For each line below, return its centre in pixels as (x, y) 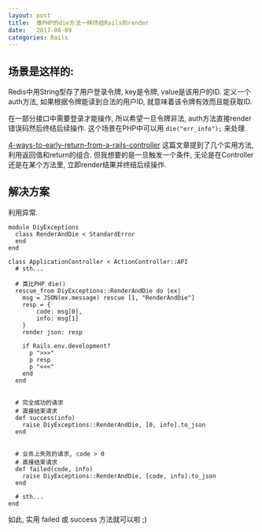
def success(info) (46, 418)
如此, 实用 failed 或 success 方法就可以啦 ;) (77, 519)
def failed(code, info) (54, 469)
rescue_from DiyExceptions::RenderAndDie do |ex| (98, 291)
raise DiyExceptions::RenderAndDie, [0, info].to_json (114, 425)
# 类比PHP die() (41, 284)
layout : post (30, 15)
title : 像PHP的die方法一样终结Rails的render (79, 23)
